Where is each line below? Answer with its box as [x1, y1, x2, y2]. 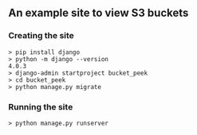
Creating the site [8, 30, 74, 41]
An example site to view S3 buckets [8, 6, 189, 20]
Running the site [8, 101, 73, 112]
